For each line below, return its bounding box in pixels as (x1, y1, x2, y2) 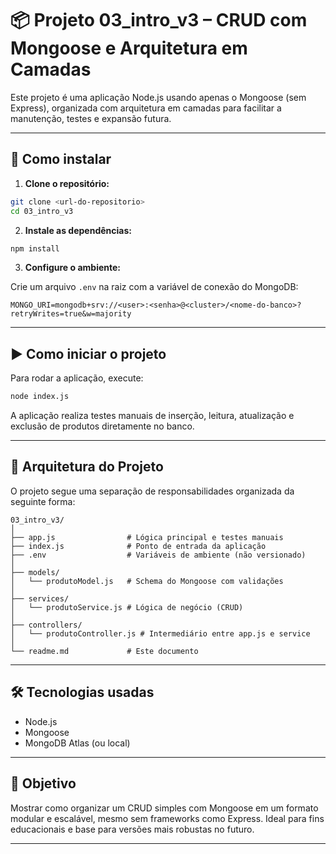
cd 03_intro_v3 (10, 206, 74, 216)
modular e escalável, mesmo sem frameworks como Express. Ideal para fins (10, 812, 325, 824)
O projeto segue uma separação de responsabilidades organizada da (10, 485, 295, 497)
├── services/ (10, 593, 70, 604)
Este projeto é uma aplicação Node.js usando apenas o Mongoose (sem (10, 91, 307, 103)
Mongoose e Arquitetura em (10, 37, 248, 60)
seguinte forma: (10, 495, 76, 507)
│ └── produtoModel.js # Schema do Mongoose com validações (10, 576, 284, 586)
